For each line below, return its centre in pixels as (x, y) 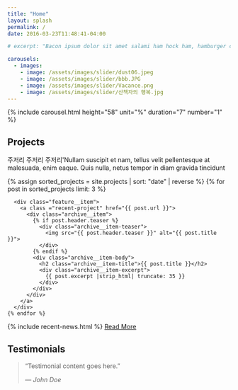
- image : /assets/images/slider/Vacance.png (87, 86)
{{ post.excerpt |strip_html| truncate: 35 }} (115, 277)
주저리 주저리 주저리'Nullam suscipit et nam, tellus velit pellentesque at (109, 160)
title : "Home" (28, 14)
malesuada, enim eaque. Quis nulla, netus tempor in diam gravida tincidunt (116, 168)
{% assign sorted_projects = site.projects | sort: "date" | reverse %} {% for (116, 182)
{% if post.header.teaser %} (76, 221)
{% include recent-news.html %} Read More (72, 327)
